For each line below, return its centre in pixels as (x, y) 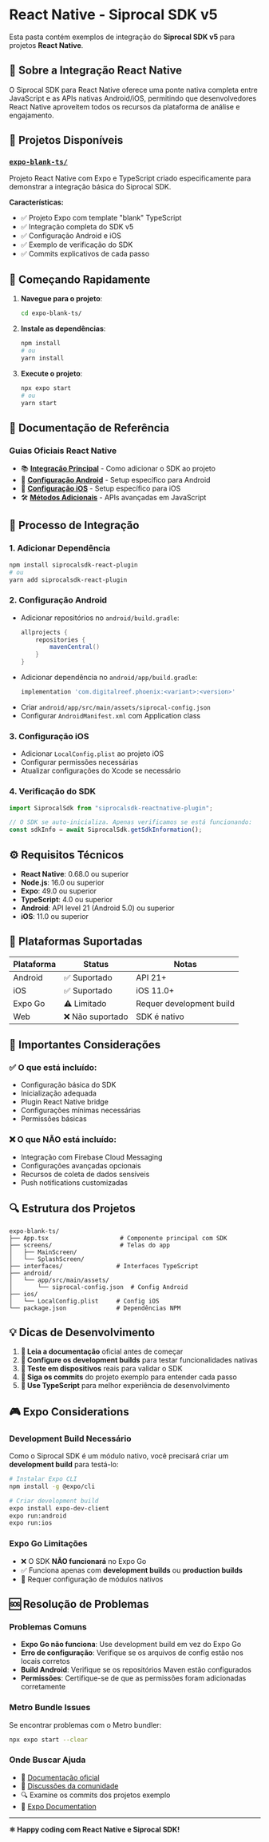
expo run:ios (31, 1523)
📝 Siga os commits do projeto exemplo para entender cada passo (129, 1377)
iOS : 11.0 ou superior (54, 916)
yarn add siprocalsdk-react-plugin (68, 580)
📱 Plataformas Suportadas (76, 942)
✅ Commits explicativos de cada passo (85, 254)
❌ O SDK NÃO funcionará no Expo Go (83, 1561)
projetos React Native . (46, 45)
